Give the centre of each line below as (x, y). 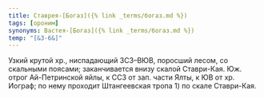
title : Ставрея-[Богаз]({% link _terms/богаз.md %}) (98, 16)
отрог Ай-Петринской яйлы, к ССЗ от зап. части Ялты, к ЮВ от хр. (122, 77)
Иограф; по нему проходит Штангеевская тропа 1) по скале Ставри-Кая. (132, 86)
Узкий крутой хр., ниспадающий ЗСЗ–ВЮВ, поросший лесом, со (118, 61)
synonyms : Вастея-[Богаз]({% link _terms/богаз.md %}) (102, 30)
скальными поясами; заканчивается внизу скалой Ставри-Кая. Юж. (125, 69)
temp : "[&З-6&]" (35, 38)
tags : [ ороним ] (34, 23)
